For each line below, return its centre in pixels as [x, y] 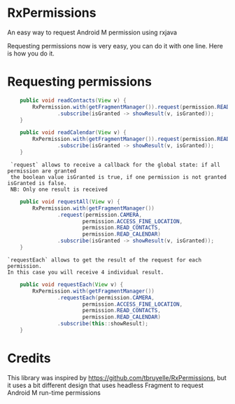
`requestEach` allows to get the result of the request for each [104, 260]
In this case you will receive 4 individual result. [86, 272]
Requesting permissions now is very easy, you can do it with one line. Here [115, 46]
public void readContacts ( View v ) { [73, 100]
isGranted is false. [37, 183]
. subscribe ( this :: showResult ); [103, 324]
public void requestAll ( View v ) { [70, 201]
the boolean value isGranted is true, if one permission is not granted [119, 177]
